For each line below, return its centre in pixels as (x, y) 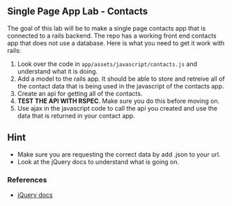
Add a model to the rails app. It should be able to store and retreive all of (121, 79)
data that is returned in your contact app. (76, 116)
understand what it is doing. (57, 71)
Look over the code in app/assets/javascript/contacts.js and (107, 64)
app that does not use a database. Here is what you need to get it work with (116, 43)
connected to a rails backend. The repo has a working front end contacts (112, 35)
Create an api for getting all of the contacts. (80, 93)
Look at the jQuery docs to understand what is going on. (98, 161)
